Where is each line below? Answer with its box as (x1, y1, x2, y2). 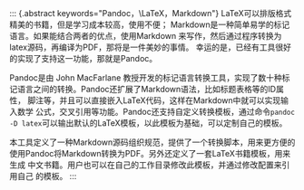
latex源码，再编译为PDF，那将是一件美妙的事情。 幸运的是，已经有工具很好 (9, 42, 292, 52)
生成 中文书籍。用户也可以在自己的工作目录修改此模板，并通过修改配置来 (9, 159, 282, 170)
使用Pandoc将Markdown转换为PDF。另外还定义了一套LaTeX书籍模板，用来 (9, 148, 291, 158)
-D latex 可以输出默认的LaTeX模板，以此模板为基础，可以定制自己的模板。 (9, 118, 288, 128)
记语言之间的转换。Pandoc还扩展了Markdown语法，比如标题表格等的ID (9, 84, 277, 94)
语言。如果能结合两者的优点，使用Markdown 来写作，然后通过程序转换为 (9, 31, 282, 41)
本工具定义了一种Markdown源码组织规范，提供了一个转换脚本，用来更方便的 (9, 137, 296, 147)
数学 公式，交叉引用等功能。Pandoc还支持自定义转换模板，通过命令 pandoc (16, 107, 295, 117)
